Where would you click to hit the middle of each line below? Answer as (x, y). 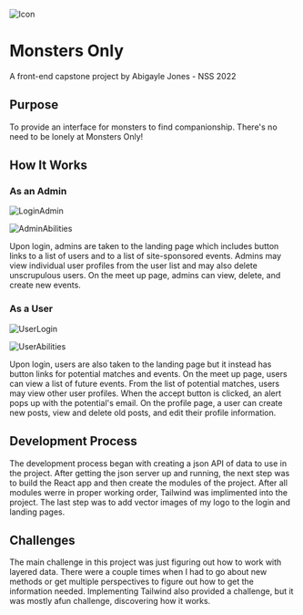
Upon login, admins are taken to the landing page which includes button (144, 246)
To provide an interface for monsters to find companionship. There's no (143, 127)
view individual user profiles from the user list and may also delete (133, 266)
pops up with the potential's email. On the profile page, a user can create (146, 402)
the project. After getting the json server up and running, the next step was (150, 473)
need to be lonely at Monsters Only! (76, 136)
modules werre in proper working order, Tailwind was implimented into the (149, 492)
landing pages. (37, 512)
